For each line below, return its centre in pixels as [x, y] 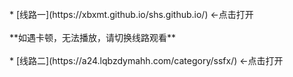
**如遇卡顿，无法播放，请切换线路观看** [93, 37]
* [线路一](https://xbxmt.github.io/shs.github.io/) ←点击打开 [131, 14]
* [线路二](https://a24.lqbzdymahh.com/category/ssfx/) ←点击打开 [146, 60]
